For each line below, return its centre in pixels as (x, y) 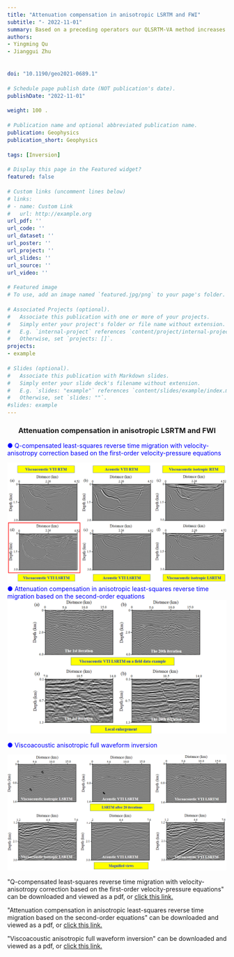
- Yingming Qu (28, 44)
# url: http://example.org (49, 214)
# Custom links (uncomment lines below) (67, 191)
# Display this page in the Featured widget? (74, 170)
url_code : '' (26, 228)
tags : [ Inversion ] (34, 155)
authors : (20, 37)
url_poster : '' (29, 243)
